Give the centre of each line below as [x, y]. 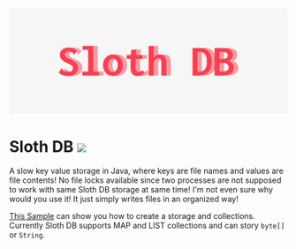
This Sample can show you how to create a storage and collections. [133, 216]
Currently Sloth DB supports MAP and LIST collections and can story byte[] [147, 226]
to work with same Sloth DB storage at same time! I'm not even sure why [141, 190]
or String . [27, 235]
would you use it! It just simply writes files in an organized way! [124, 199]
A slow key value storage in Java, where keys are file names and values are [147, 171]
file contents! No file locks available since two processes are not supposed [145, 180]
